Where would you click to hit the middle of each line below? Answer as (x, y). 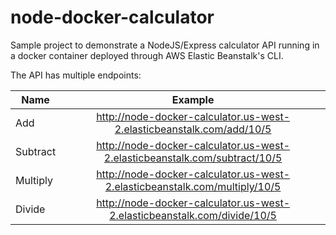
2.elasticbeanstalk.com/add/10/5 (193, 129)
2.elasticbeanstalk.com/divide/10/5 (193, 215)
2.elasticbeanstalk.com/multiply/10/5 (193, 186)
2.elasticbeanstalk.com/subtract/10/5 (193, 158)
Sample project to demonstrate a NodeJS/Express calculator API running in (165, 45)
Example (193, 99)
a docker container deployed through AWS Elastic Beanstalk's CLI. (147, 55)
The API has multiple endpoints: (76, 75)
